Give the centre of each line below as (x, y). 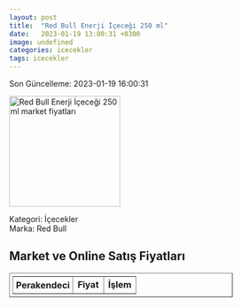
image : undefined (41, 42)
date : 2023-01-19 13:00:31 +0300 (75, 34)
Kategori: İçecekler (44, 219)
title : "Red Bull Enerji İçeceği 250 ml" (89, 26)
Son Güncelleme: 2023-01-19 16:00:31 (79, 84)
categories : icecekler (51, 50)
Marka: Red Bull (38, 228)
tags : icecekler (39, 58)
